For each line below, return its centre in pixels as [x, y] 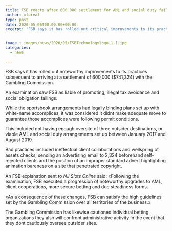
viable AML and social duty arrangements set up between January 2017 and [86, 134]
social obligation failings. [31, 98]
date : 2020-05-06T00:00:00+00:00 [41, 24]
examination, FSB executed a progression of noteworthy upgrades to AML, [84, 181]
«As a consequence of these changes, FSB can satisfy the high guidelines [83, 197]
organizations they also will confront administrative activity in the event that [85, 217]
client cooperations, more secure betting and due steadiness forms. [77, 187]
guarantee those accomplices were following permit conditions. [72, 119]
